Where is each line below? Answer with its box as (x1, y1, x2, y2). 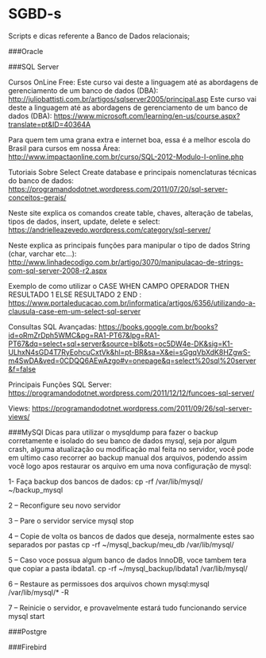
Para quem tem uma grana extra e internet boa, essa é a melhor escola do (8, 134, 251, 144)
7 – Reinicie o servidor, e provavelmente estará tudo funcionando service (8, 602, 248, 613)
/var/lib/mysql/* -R (8, 587, 69, 597)
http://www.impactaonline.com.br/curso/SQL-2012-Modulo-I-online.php (8, 152, 244, 162)
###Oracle (8, 46, 44, 56)
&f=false (8, 364, 37, 374)
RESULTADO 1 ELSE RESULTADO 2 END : (8, 290, 142, 299)
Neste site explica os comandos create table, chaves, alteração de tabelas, (8, 208, 254, 217)
